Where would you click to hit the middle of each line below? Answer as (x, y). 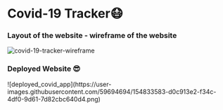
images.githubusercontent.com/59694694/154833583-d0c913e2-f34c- (112, 91)
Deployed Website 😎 (44, 69)
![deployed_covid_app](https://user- (59, 84)
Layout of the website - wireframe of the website (92, 36)
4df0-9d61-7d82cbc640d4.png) (54, 99)
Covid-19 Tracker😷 (65, 14)
